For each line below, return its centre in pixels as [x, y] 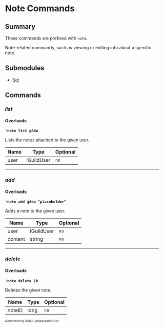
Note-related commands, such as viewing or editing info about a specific [78, 48]
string [37, 239]
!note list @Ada [21, 131]
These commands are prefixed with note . [46, 38]
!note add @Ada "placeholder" [36, 202]
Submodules [25, 68]
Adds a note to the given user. [35, 211]
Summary [20, 27]
